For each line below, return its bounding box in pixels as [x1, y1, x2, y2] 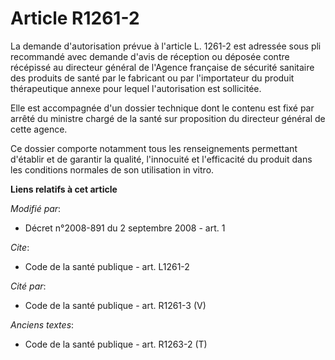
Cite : [10, 241, 30, 253]
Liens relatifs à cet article [10, 183, 118, 195]
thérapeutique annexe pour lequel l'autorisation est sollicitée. [10, 82, 262, 94]
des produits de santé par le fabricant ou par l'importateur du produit [10, 72, 295, 84]
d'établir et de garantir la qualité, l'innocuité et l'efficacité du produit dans [10, 153, 313, 165]
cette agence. [10, 123, 68, 135]
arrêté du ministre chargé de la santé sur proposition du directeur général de [10, 112, 326, 124]
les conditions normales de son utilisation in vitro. [10, 163, 215, 176]
